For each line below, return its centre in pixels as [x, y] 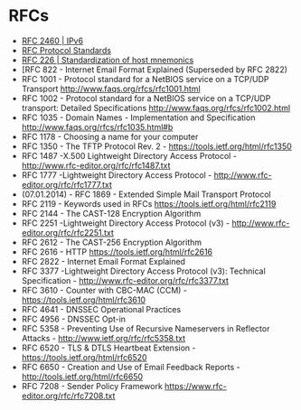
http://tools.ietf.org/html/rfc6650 [82, 377]
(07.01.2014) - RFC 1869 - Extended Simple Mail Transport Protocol [146, 194]
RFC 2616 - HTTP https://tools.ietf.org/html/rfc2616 [117, 252]
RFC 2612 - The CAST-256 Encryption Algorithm [112, 242]
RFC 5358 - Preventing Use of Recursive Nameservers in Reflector [146, 328]
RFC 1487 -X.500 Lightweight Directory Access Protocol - [129, 155]
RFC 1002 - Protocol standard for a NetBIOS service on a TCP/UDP [146, 98]
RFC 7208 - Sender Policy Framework [92, 386]
